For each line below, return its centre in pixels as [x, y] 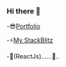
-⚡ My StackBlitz [30, 40]
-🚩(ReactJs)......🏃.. [33, 57]
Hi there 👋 [24, 11]
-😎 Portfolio [24, 27]
